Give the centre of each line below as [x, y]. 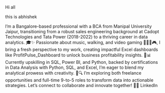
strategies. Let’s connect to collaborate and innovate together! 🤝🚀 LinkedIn [82, 85]
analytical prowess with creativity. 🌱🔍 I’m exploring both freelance [73, 73]
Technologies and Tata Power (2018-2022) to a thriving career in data [77, 37]
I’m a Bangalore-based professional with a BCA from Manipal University [79, 26]
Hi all [10, 7]
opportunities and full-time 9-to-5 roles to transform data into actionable [79, 80]
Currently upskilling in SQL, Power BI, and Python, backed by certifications [82, 62]
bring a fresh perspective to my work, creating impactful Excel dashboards [82, 49]
